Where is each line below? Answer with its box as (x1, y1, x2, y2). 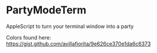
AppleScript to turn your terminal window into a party (6, 23, 134, 30)
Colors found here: (6, 34, 51, 41)
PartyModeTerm (6, 3, 86, 17)
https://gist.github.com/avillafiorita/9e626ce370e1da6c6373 (6, 40, 151, 47)
